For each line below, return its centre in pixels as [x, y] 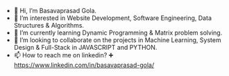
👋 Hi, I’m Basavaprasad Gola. [55, 11]
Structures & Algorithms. [49, 25]
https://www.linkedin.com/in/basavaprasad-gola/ [84, 65]
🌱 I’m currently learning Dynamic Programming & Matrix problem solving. [118, 32]
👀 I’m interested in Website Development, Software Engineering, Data [112, 18]
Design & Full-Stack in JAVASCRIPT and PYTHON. [85, 47]
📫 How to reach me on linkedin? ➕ [63, 55]
